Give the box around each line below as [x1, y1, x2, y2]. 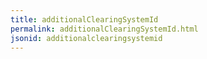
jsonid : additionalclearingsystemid [10, 33, 163, 43]
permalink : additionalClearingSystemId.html [10, 24, 199, 34]
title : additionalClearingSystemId [10, 14, 159, 25]
